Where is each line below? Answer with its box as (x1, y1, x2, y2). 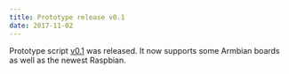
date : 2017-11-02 (9, 21, 74, 30)
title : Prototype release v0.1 (9, 12, 125, 22)
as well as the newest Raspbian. (9, 55, 126, 65)
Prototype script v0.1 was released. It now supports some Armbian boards (9, 45, 280, 55)
